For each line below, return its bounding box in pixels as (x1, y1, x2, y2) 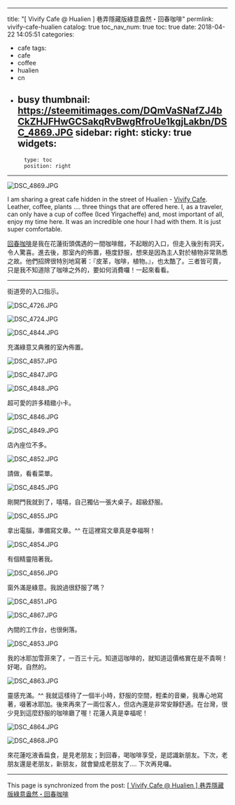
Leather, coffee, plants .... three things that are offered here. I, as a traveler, (7, 202, 224, 211)
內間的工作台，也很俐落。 (7, 625, 81, 634)
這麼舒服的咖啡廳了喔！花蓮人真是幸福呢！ (25, 708, 148, 717)
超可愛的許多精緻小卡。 (7, 398, 75, 407)
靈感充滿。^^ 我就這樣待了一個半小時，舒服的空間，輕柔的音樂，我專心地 (7, 691, 218, 699)
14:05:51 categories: (16, 30, 75, 39)
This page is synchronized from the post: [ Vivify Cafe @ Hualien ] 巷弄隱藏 (7, 780, 225, 790)
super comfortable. (7, 225, 63, 233)
